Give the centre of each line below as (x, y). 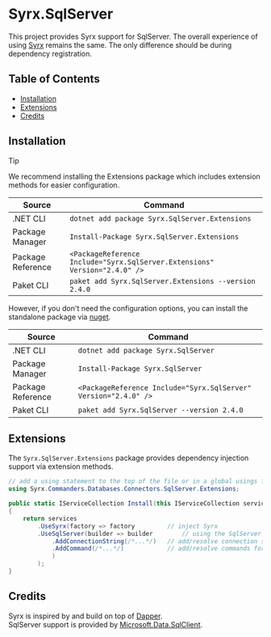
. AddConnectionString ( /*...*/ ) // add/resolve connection (154, 541)
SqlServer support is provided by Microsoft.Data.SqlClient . (106, 624)
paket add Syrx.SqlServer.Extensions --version (163, 281)
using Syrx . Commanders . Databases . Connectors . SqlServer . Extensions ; (124, 489)
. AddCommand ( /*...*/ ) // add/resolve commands (151, 549)
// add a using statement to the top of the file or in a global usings (133, 482)
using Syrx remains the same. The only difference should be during (120, 44)
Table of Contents (54, 79)
